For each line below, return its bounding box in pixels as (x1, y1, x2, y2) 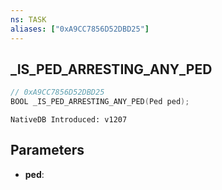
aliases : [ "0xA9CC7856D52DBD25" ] (10, 24, 150, 34)
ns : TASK (10, 14, 47, 25)
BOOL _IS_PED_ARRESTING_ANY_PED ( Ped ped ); (10, 97, 190, 107)
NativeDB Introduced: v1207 (10, 115, 128, 125)
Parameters (10, 142, 85, 159)
